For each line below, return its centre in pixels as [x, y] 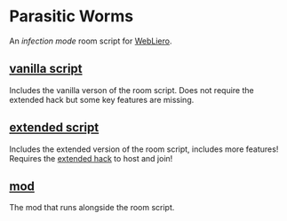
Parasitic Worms [72, 16]
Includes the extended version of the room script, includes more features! [144, 149]
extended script [54, 127]
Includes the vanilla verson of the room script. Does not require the [132, 90]
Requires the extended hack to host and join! [91, 158]
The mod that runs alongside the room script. [92, 208]
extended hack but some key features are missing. [102, 99]
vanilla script [46, 69]
